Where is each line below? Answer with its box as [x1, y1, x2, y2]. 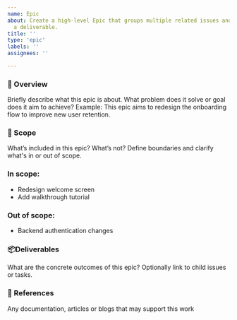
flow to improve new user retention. [7, 110, 111, 119]
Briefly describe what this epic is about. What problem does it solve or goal [7, 95, 226, 104]
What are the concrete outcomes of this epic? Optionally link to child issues [7, 263, 226, 272]
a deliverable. [13, 23, 59, 30]
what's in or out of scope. [7, 151, 83, 160]
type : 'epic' [7, 37, 46, 44]
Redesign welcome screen [17, 185, 95, 194]
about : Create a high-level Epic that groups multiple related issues [7, 17, 219, 24]
